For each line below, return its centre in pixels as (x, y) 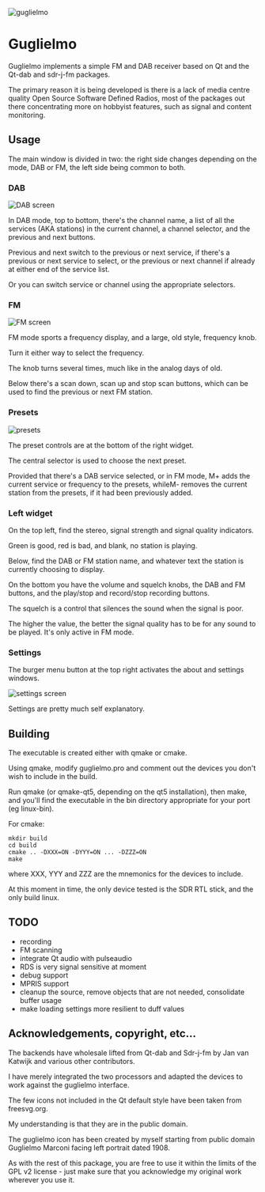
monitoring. (27, 115)
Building (29, 734)
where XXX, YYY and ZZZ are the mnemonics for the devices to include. (126, 874)
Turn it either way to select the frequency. (76, 353)
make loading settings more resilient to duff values (102, 1008)
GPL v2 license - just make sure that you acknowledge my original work (125, 1171)
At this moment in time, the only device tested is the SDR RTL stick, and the (131, 889)
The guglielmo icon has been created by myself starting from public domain (132, 1139)
